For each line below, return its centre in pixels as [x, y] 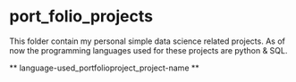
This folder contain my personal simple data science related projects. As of [148, 41]
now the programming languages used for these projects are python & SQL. [148, 50]
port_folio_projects [81, 16]
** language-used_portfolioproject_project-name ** [104, 68]
